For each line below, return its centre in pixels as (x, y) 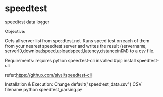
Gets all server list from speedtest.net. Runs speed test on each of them (77, 40)
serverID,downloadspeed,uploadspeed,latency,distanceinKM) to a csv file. (80, 51)
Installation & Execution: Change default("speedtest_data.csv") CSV (73, 84)
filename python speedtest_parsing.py (44, 89)
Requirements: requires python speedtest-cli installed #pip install (70, 60)
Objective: (15, 31)
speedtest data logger (27, 22)
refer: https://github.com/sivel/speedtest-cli (48, 75)
